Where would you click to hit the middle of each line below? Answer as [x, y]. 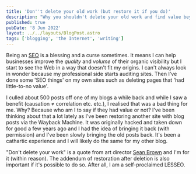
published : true [26, 22]
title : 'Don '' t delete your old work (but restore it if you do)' [88, 11]
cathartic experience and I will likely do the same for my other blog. [87, 141]
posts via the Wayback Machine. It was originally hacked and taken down [94, 122]
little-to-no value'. [27, 86]
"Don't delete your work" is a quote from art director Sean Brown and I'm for [98, 152]
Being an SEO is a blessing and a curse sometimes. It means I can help [91, 55]
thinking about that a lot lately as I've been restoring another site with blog [95, 116]
